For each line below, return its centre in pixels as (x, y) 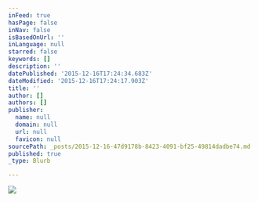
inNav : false (29, 30)
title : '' (24, 88)
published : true (35, 153)
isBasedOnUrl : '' (36, 37)
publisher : (26, 110)
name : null (33, 117)
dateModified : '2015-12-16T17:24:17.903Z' (78, 81)
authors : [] (27, 103)
